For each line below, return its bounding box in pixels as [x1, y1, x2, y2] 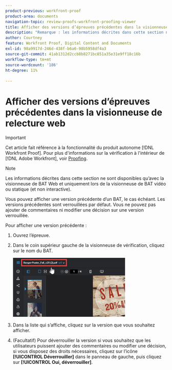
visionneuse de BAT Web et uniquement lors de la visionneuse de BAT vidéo [5, 181, 166, 187]
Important [5, 135, 26, 141]
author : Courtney [5, 35, 42, 40]
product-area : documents [5, 13, 58, 19]
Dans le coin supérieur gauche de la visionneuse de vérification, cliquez [12, 242, 165, 249]
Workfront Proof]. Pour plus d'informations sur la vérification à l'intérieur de [5, 150, 165, 156]
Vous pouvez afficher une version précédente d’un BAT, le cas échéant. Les [5, 196, 165, 202]
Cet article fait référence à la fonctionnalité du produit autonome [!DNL [5, 145, 154, 151]
